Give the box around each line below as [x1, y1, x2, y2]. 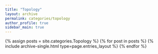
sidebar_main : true [5, 25, 44, 30]
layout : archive [5, 12, 38, 16]
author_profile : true [5, 20, 49, 26]
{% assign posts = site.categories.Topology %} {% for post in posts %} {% [5, 38, 154, 44]
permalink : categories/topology [5, 16, 70, 21]
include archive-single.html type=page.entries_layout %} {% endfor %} [5, 43, 147, 49]
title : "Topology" [5, 7, 42, 12]
